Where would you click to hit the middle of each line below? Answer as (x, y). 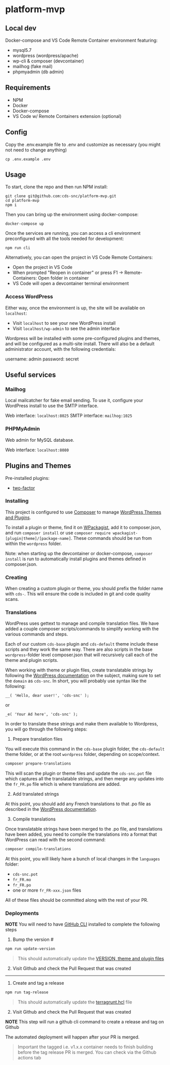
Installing (17, 501)
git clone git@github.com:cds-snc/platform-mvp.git (61, 196)
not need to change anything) (36, 150)
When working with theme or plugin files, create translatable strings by (79, 670)
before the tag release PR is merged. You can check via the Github (87, 1052)
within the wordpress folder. (34, 543)
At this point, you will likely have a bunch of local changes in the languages (83, 859)
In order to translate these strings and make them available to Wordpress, (82, 724)
